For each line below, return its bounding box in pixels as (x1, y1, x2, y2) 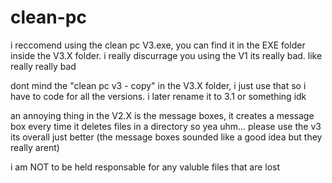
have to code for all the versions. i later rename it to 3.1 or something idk (10, 90, 307, 102)
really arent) (10, 141, 60, 153)
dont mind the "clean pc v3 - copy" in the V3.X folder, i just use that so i (10, 79, 307, 91)
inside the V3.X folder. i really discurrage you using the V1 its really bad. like (10, 49, 323, 61)
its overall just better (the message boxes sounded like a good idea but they (10, 131, 323, 143)
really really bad (10, 60, 77, 72)
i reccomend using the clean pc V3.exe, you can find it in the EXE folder (10, 39, 306, 51)
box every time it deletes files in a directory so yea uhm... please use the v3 (10, 120, 322, 132)
